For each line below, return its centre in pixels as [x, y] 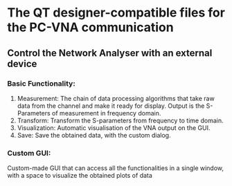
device [22, 64]
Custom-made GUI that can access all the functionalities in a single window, [115, 168]
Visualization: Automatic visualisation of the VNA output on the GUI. [114, 128]
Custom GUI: [29, 153]
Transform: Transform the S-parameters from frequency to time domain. [120, 120]
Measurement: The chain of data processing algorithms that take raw [116, 98]
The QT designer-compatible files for [116, 13]
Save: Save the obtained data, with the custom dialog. [94, 135]
